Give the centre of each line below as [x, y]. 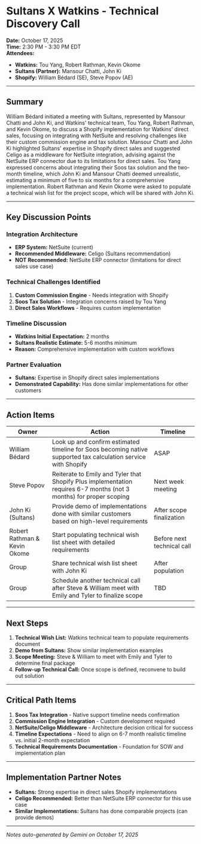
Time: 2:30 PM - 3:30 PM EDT [44, 47]
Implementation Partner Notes [64, 777]
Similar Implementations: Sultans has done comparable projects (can [101, 811]
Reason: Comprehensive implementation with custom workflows [95, 349]
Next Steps [27, 623]
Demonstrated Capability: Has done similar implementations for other [101, 384]
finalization [170, 518]
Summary [25, 102]
